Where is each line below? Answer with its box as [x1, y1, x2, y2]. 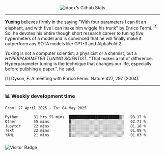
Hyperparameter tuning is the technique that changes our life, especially [5, 61, 152, 66]
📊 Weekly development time [5, 93, 75, 99]
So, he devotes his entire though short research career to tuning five [5, 30, 144, 36]
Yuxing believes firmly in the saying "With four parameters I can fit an [5, 19, 146, 25]
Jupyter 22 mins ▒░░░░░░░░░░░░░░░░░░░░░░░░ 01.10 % [5, 124, 146, 128]
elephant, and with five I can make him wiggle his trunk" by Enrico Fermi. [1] [5, 24, 158, 31]
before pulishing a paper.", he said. [5, 66, 75, 72]
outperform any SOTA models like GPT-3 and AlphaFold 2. [5, 40, 123, 46]
